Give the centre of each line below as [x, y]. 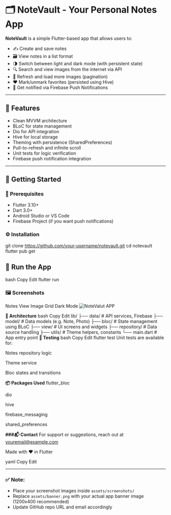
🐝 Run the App [28, 267]
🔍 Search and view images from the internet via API [67, 69]
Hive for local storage [35, 137]
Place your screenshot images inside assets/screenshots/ [74, 491]
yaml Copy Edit [21, 461]
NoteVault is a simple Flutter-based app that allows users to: [69, 38]
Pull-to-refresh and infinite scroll [47, 148]
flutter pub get [20, 251]
